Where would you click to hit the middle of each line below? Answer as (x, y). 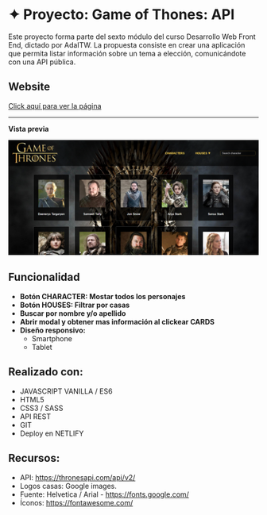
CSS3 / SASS (41, 408)
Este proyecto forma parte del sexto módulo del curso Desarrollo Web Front (132, 37)
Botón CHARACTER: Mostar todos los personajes (103, 296)
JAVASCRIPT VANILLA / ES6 (66, 391)
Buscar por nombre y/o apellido (73, 313)
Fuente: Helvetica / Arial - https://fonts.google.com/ (104, 494)
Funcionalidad (44, 277)
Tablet (42, 347)
